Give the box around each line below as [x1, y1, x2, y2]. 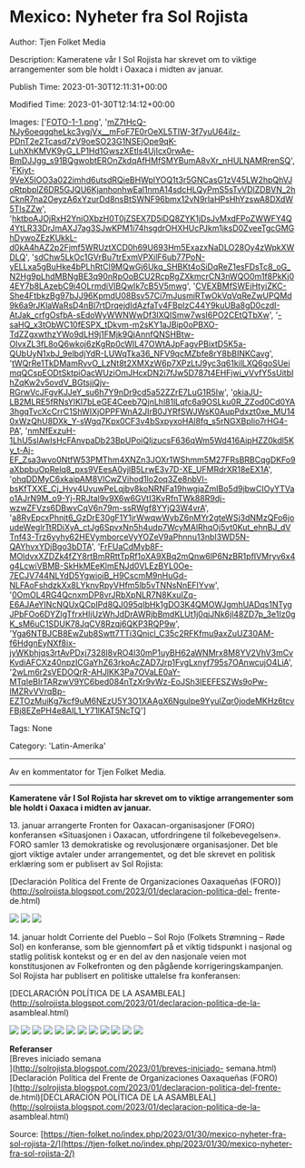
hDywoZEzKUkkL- [9, 232, 78, 243]
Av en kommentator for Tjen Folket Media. [9, 766, 166, 777]
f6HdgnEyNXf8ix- [9, 638, 77, 648]
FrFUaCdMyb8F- [99, 540, 163, 551]
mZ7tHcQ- [107, 116, 147, 127]
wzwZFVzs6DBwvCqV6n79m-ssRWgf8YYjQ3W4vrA [9, 502, 206, 513]
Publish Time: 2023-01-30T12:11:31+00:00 [9, 81, 168, 92]
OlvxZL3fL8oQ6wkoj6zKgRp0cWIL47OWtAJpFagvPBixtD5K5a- [9, 338, 247, 349]
